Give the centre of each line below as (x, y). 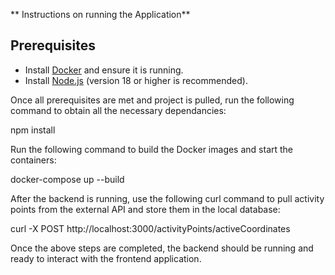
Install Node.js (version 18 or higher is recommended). (136, 80)
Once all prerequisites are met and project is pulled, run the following (152, 100)
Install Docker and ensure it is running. (104, 70)
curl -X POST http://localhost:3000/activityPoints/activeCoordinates (150, 228)
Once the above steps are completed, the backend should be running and (162, 248)
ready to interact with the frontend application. (106, 258)
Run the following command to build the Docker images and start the (152, 149)
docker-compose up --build (67, 179)
